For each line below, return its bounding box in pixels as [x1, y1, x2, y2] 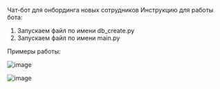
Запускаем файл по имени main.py [17, 34, 120, 42]
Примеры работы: [7, 48, 61, 55]
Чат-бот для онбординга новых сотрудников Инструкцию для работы [7, 6, 214, 14]
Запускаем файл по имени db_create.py [17, 27, 135, 34]
